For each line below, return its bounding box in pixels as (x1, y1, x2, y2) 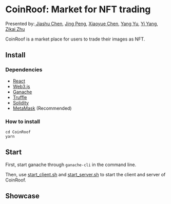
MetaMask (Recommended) (12, 105, 72, 111)
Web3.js (12, 83, 30, 89)
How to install (5, 118, 40, 125)
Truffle (12, 94, 27, 100)
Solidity (12, 99, 29, 106)
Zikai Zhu (5, 26, 25, 32)
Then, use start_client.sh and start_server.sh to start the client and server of (5, 171, 166, 177)
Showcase (5, 192, 40, 200)
